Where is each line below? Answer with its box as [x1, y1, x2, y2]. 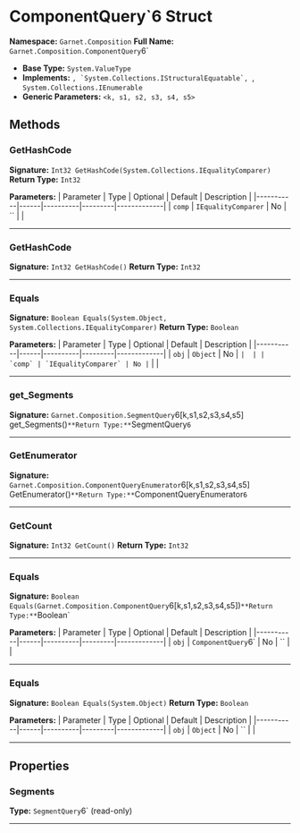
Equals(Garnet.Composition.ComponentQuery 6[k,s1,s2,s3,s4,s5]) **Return [9, 600, 273, 611]
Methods [9, 117, 61, 132]
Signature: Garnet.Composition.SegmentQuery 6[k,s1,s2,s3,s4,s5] [9, 409, 244, 420]
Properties [9, 759, 70, 774]
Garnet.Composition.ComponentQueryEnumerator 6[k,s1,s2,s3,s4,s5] [9, 479, 250, 489]
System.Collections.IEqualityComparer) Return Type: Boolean [9, 322, 239, 333]
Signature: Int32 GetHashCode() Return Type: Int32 [9, 261, 201, 272]
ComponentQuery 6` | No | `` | [191, 637, 290, 648]
